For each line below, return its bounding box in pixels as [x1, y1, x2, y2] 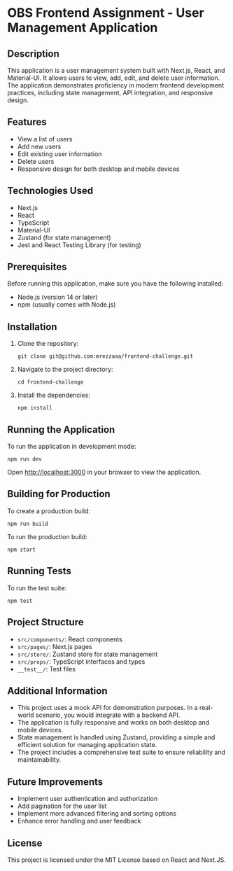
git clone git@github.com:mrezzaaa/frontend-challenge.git [17, 353, 194, 360]
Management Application [7, 20, 158, 36]
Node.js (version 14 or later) [17, 293, 98, 302]
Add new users [17, 142, 62, 151]
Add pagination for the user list [17, 802, 107, 810]
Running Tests [7, 565, 71, 577]
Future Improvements [7, 776, 104, 788]
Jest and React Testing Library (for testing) [17, 240, 141, 249]
